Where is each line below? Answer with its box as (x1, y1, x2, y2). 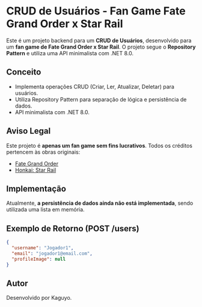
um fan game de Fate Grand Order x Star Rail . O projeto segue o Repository (6, 43, 196, 50)
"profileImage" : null (11, 256, 66, 262)
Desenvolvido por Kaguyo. (6, 294, 72, 302)
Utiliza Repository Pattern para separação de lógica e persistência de (14, 96, 187, 103)
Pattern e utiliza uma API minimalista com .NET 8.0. (6, 49, 134, 56)
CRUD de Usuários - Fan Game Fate (6, 4, 186, 18)
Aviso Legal (6, 126, 51, 136)
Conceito (6, 67, 41, 78)
